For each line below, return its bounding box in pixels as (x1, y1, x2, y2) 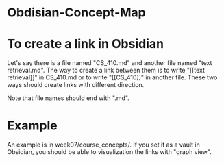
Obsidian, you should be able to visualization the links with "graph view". (7, 148, 212, 156)
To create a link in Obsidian (7, 36, 164, 52)
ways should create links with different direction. (7, 81, 145, 89)
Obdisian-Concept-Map (7, 5, 146, 21)
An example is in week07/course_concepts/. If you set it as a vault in (7, 140, 200, 149)
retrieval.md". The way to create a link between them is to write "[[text (7, 66, 206, 75)
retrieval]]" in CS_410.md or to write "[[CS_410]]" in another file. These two (7, 73, 218, 81)
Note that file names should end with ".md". (7, 94, 130, 102)
